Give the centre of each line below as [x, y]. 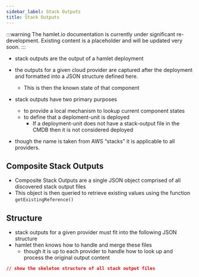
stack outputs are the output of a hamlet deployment [79, 58]
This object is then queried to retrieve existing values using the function [102, 193]
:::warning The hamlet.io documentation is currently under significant [91, 34]
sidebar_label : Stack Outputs [44, 12]
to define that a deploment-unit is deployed [76, 117]
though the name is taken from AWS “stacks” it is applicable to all [95, 141]
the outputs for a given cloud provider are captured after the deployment [104, 70]
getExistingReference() [44, 200]
